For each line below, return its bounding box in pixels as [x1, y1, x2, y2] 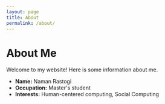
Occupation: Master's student [15, 84, 91, 91]
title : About [6, 15, 39, 21]
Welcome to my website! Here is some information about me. [6, 66, 158, 73]
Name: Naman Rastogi [15, 78, 72, 85]
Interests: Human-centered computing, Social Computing [15, 91, 159, 98]
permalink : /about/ [6, 20, 56, 26]
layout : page [6, 8, 39, 15]
